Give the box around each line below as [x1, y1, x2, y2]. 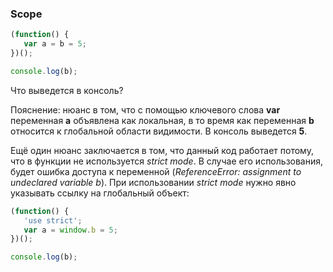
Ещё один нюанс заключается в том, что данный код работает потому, [10, 144, 314, 156]
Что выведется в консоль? [10, 84, 124, 96]
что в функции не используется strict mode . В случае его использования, [10, 155, 324, 167]
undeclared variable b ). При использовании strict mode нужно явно [10, 176, 297, 188]
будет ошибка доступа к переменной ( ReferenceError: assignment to [10, 165, 302, 177]
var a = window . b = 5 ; [23, 225, 118, 235]
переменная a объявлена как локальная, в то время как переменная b [10, 114, 315, 126]
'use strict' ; [23, 215, 83, 226]
